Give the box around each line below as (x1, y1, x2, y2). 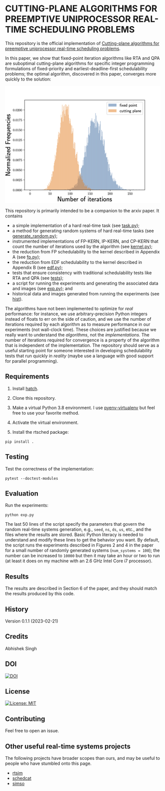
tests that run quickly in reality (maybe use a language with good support (5, 353, 154, 359)
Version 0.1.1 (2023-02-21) (5, 618, 58, 624)
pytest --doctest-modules (5, 476, 58, 481)
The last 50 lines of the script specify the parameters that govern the (5, 521, 145, 527)
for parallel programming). (5, 358, 58, 364)
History (5, 605, 29, 613)
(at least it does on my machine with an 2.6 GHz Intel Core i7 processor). (5, 558, 153, 564)
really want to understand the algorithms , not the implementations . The (5, 332, 150, 337)
